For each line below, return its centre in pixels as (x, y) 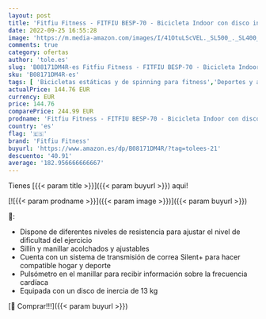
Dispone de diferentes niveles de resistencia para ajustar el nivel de (130, 232)
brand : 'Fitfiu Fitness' (49, 141)
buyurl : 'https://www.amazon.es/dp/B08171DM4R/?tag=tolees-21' (115, 148)
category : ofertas (38, 52)
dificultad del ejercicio (56, 240)
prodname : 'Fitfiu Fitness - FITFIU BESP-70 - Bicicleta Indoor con (123, 119)
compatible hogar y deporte (65, 266)
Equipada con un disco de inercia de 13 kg (89, 291)
